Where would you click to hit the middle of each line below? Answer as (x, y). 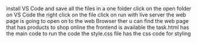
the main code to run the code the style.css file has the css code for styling (99, 34)
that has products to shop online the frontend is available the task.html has (98, 27)
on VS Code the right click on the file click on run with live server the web (96, 15)
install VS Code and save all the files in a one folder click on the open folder (99, 9)
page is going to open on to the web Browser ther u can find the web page (98, 21)
